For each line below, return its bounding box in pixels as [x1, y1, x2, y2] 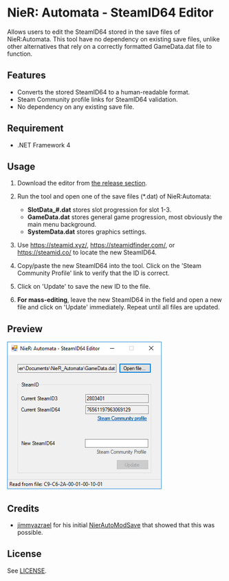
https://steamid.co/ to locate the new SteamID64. [17, 248, 157, 256]
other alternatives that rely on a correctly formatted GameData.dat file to [7, 42, 212, 50]
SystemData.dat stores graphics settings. [27, 227, 146, 236]
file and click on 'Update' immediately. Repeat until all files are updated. [17, 303, 220, 312]
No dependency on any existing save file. [17, 102, 135, 111]
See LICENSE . [7, 567, 47, 575]
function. [7, 50, 33, 58]
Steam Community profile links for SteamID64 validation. [17, 95, 178, 103]
